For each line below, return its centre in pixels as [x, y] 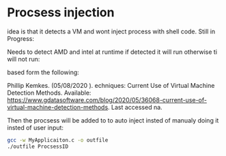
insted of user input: [35, 127]
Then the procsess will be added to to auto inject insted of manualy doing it [113, 120]
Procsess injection [61, 13]
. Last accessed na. [135, 107]
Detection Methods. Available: [49, 93]
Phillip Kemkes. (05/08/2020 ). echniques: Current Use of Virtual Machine [111, 85]
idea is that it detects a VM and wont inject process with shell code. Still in [111, 31]
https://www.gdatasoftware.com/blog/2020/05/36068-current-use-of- [107, 99]
